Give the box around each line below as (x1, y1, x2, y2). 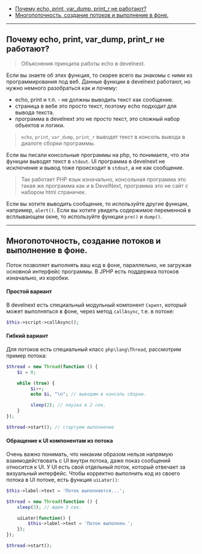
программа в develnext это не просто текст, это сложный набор (14, 115, 180, 122)
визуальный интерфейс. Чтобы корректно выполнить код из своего (6, 469, 180, 477)
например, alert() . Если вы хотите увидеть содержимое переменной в (6, 206, 191, 214)
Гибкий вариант (6, 332, 49, 339)
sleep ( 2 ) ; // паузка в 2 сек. (30, 402, 106, 408)
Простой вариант (6, 288, 52, 295)
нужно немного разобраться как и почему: (6, 84, 118, 91)
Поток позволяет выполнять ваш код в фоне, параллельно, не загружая (6, 261, 192, 268)
